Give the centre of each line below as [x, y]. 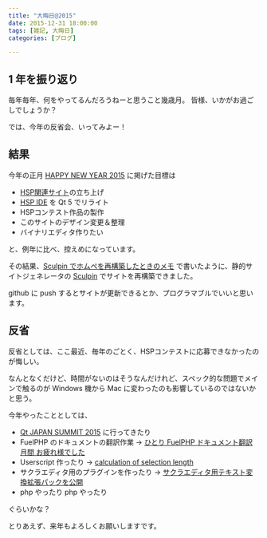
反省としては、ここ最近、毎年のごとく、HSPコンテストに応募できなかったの [134, 351]
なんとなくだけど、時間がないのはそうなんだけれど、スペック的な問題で [126, 378]
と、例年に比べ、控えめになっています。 [74, 249]
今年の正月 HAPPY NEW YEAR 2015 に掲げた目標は [92, 175]
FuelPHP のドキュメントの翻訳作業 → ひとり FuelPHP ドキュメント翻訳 [136, 442]
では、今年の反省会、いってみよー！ [68, 127]
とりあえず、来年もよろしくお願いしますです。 [84, 526]
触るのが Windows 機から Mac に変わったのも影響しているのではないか [139, 388]
